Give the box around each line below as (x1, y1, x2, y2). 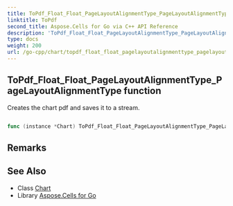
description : (7, 29, 45, 37)
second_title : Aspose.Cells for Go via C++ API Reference (7, 23, 178, 30)
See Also (7, 165, 46, 177)
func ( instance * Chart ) (7, 122, 76, 130)
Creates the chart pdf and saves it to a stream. (7, 103, 140, 111)
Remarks (7, 142, 47, 153)
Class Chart (17, 184, 51, 192)
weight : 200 (7, 42, 42, 49)
